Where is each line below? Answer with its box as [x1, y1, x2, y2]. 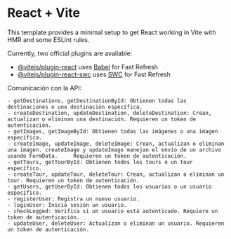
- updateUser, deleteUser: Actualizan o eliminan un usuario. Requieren [7, 219, 225, 227]
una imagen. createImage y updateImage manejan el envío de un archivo [7, 146, 221, 153]
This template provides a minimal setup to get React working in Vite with [7, 28, 216, 36]
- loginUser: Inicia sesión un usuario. [7, 201, 128, 208]
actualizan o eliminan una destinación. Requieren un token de [7, 116, 197, 123]
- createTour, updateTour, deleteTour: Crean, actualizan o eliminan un [7, 170, 225, 178]
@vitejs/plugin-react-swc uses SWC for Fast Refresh [17, 70, 171, 78]
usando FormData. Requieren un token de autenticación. [7, 152, 187, 159]
